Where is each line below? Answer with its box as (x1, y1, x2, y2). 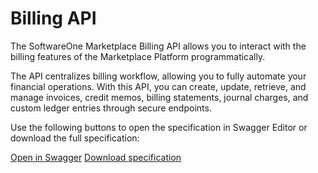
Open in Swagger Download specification (10, 151, 182, 163)
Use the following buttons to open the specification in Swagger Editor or (10, 121, 308, 133)
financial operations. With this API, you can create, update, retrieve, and (10, 80, 307, 92)
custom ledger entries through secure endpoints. (10, 102, 212, 114)
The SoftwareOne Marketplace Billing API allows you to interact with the (10, 40, 307, 52)
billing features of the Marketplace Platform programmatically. (10, 50, 266, 62)
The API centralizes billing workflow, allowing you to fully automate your (10, 70, 307, 82)
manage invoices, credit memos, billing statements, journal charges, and (10, 91, 309, 103)
